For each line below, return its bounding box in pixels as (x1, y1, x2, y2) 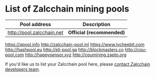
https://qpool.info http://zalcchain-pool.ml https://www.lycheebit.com (5, 41, 145, 47)
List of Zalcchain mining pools (5, 3, 129, 15)
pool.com (5, 52, 24, 58)
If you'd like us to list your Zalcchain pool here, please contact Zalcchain (5, 61, 150, 67)
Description (82, 21, 111, 28)
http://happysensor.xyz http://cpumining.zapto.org (25, 52, 127, 58)
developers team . (5, 66, 40, 72)
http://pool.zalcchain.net (7, 29, 63, 36)
